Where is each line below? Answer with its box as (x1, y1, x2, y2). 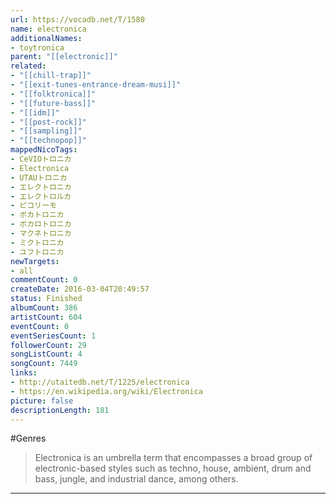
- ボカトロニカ (10, 210, 65, 220)
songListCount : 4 (10, 349, 83, 360)
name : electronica (10, 24, 87, 34)
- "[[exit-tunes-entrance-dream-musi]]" (10, 80, 182, 90)
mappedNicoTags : (10, 145, 78, 155)
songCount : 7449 (10, 359, 78, 369)
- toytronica (10, 42, 65, 53)
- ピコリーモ (10, 201, 57, 211)
